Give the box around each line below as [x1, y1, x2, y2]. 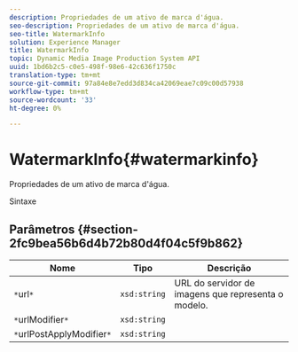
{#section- [77, 222, 139, 237]
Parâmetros [9, 222, 75, 237]
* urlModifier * [13, 314, 69, 325]
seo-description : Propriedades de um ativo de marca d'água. [9, 21, 240, 30]
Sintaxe [9, 196, 37, 207]
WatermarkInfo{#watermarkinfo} [9, 150, 259, 169]
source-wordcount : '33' [9, 95, 98, 105]
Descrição [207, 262, 252, 274]
